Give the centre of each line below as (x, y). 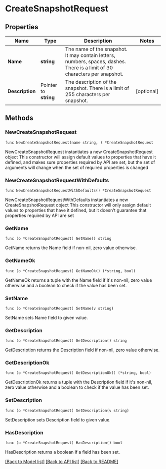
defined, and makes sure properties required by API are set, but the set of (80, 162)
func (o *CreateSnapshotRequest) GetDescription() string (66, 341)
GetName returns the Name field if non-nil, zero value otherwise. (71, 248)
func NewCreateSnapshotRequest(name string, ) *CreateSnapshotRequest (79, 142)
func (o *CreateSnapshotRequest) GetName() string (58, 239)
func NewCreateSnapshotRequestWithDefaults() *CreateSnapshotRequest (78, 190)
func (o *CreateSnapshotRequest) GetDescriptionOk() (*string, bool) (78, 373)
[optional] (147, 91)
